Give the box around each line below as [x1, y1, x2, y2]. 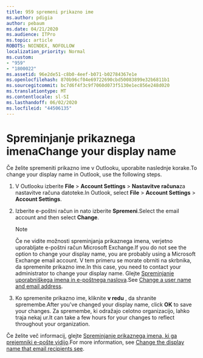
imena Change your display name [6, 144, 176, 158]
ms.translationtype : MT [6, 88, 67, 94]
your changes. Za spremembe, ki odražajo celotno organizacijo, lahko [15, 307, 190, 315]
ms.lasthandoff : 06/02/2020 [6, 99, 78, 105]
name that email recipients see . [6, 345, 85, 353]
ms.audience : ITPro [6, 32, 56, 38]
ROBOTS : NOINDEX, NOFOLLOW [6, 43, 75, 49]
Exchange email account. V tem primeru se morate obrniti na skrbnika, [15, 257, 191, 264]
